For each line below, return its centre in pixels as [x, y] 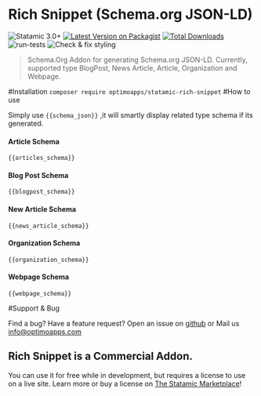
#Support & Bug [34, 308]
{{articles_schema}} [42, 158]
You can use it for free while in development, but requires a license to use [127, 375]
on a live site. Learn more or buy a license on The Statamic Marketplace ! [125, 383]
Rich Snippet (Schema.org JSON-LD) [130, 15]
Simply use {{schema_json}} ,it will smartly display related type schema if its [130, 114]
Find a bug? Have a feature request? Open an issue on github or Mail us [124, 323]
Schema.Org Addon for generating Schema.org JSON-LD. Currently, [138, 60]
